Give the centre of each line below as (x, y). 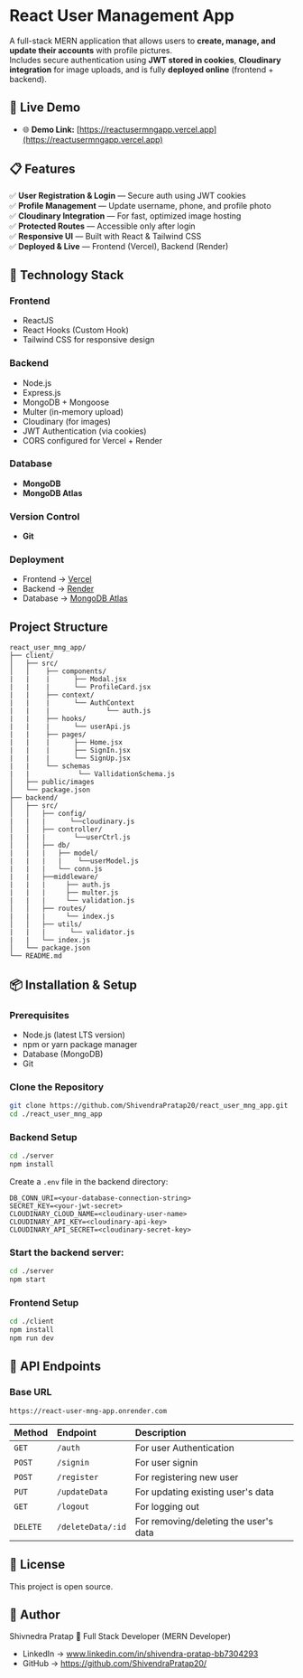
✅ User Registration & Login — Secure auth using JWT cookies (128, 195)
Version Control (45, 516)
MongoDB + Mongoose (66, 402)
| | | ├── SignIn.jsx (70, 751)
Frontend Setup (44, 1303)
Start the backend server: (67, 1252)
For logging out (167, 1506)
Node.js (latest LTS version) (74, 1035)
